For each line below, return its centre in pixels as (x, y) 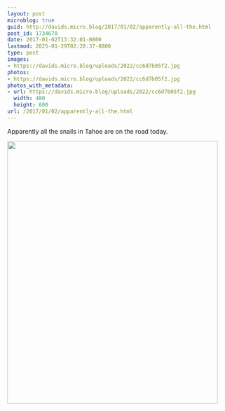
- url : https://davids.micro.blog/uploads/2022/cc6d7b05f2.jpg (102, 92)
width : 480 (29, 99)
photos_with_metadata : (40, 85)
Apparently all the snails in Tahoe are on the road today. (88, 131)
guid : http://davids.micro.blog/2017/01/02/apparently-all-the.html (109, 27)
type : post (23, 53)
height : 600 (31, 105)
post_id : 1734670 (33, 33)
